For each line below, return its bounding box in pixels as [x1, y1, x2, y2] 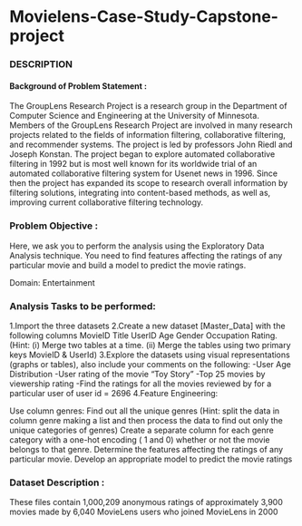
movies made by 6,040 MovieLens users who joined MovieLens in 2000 [9, 506, 278, 518]
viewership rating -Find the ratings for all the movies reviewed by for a [9, 378, 272, 389]
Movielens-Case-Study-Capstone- [9, 6, 279, 27]
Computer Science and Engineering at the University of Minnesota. [9, 111, 260, 122]
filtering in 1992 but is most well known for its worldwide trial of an [9, 159, 258, 170]
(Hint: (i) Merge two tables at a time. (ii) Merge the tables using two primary [9, 339, 292, 350]
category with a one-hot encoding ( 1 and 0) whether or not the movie [9, 433, 270, 445]
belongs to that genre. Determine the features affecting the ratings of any [9, 443, 284, 454]
